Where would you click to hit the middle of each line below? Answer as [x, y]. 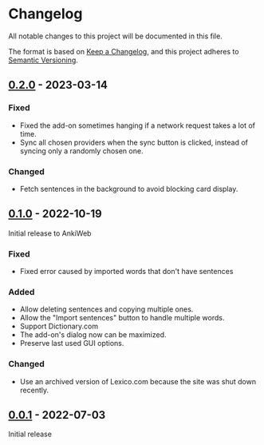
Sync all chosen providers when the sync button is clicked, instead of [134, 142]
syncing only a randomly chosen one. [81, 151]
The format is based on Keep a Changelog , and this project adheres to [124, 51]
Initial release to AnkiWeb [50, 233]
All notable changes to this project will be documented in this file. [116, 36]
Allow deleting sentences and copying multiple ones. [106, 309]
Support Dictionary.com [59, 326]
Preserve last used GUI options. [72, 344]
